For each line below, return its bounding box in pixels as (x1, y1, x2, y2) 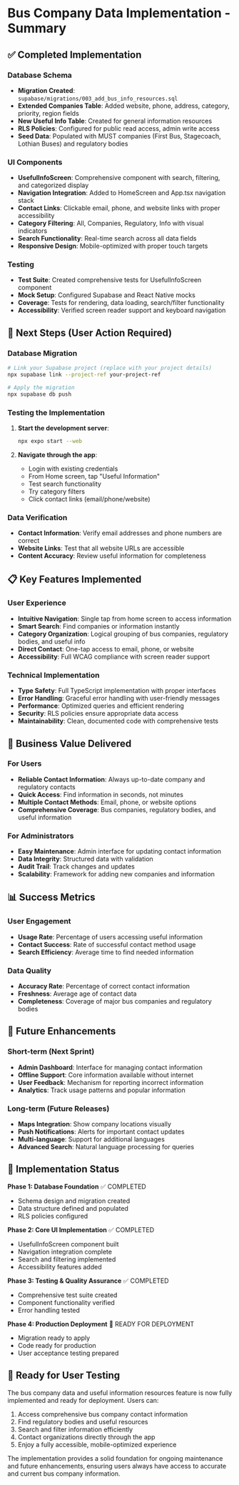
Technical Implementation (7, 670, 100, 680)
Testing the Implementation (7, 407, 106, 417)
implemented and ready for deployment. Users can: (7, 1396, 159, 1404)
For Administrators (7, 831, 74, 841)
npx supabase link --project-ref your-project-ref (7, 371, 161, 379)
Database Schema (7, 70, 73, 80)
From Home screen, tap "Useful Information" (28, 471, 161, 480)
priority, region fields (17, 109, 80, 117)
